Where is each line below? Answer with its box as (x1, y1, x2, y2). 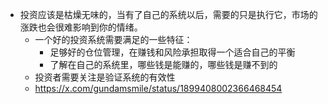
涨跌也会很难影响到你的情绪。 (19, 21, 143, 33)
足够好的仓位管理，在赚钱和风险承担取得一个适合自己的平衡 (49, 46, 296, 58)
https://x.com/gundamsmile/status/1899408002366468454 (34, 83, 283, 94)
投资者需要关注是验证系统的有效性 (34, 71, 176, 83)
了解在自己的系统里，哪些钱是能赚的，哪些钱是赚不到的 (49, 59, 278, 70)
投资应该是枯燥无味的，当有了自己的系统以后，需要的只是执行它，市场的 (19, 9, 318, 20)
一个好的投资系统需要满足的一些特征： (34, 34, 193, 45)
